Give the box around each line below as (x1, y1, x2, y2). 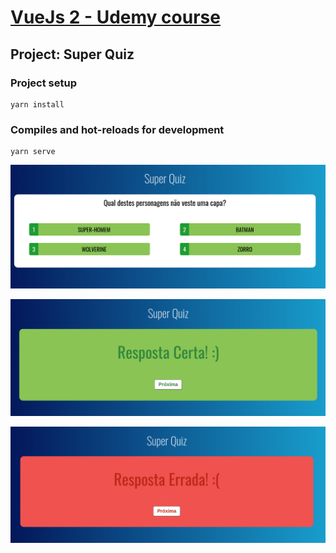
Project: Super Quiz (10, 46, 135, 63)
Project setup (10, 76, 77, 90)
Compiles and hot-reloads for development (10, 122, 225, 136)
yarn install (10, 99, 65, 110)
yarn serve (10, 147, 56, 157)
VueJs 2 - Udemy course (10, 6, 221, 29)
